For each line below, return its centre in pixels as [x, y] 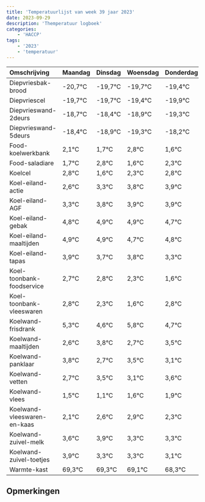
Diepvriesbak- [31, 83]
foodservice [27, 286]
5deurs [20, 135]
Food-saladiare [32, 163]
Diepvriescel [27, 100]
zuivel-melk [27, 442]
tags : [13, 40]
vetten [19, 382]
